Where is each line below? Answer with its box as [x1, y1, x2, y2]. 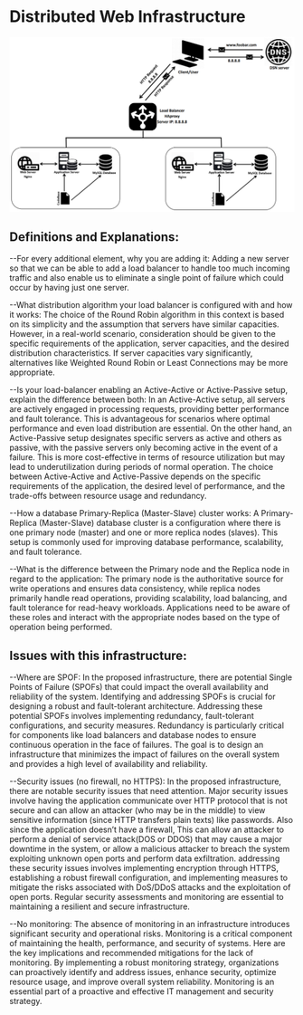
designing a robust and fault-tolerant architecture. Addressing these [9, 701, 263, 712]
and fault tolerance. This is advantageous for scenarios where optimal [9, 414, 270, 425]
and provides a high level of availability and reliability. [9, 759, 208, 770]
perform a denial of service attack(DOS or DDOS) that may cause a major [9, 834, 283, 845]
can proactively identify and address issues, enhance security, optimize [9, 967, 278, 978]
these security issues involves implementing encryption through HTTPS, [9, 863, 279, 874]
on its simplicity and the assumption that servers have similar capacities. [9, 319, 279, 330]
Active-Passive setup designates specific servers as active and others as [9, 433, 282, 444]
